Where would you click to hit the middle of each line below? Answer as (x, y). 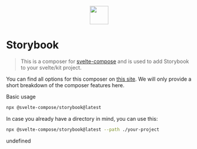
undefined (19, 141)
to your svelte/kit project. (51, 67)
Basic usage (21, 97)
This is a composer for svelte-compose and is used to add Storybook (105, 61)
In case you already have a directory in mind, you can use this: (82, 118)
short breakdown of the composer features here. (65, 85)
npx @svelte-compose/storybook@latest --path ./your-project (83, 130)
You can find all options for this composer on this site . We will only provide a (99, 79)
